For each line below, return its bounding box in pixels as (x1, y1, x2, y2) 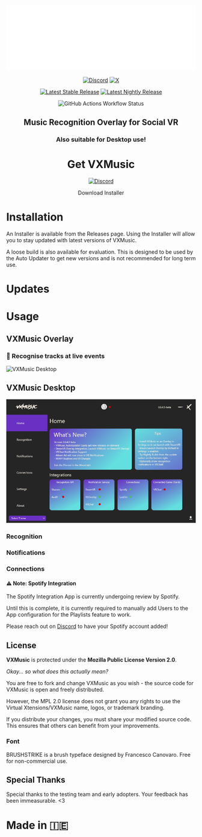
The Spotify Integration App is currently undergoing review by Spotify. (6, 593, 180, 600)
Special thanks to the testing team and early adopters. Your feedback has (6, 791, 188, 798)
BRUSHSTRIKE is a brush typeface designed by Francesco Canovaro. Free (6, 751, 191, 758)
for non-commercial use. (6, 757, 68, 765)
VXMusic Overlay (6, 333, 74, 344)
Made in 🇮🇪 (6, 818, 69, 832)
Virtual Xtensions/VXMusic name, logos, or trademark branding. (6, 704, 165, 712)
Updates (6, 282, 50, 296)
